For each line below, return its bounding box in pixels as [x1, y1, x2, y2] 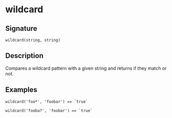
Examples [5, 86, 37, 94]
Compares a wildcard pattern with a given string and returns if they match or [5, 65, 167, 71]
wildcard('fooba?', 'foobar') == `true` [5, 108, 93, 113]
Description [5, 51, 44, 60]
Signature [5, 24, 37, 33]
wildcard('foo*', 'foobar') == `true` [5, 99, 88, 104]
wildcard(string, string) [5, 37, 60, 43]
